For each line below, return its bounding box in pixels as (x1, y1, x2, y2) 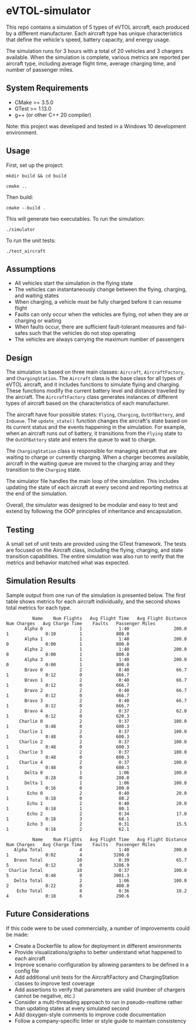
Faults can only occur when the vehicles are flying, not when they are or (14, 311, 189, 318)
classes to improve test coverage (14, 979, 95, 987)
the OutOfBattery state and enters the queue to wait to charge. (6, 436, 157, 443)
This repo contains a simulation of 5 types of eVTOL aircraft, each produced (6, 24, 190, 31)
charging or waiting (14, 317, 61, 324)
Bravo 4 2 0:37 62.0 (24, 708, 187, 714)
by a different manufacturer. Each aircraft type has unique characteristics (6, 29, 183, 36)
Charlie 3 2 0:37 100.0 (19, 749, 187, 755)
